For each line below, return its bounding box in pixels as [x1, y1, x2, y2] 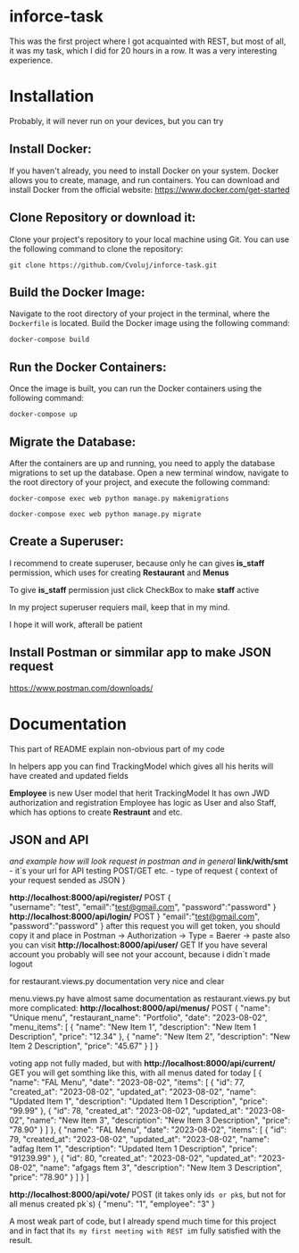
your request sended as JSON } [9, 875, 126, 886]
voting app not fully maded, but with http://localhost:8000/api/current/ [9, 1058, 277, 1069]
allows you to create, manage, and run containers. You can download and [9, 174, 280, 185]
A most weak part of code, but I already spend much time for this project [9, 1216, 277, 1227]
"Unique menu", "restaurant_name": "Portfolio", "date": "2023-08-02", [9, 1012, 268, 1023]
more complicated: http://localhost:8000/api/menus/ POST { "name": [9, 1003, 270, 1014]
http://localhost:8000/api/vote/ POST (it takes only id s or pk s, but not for [9, 1190, 287, 1200]
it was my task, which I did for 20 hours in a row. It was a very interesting [9, 45, 278, 55]
